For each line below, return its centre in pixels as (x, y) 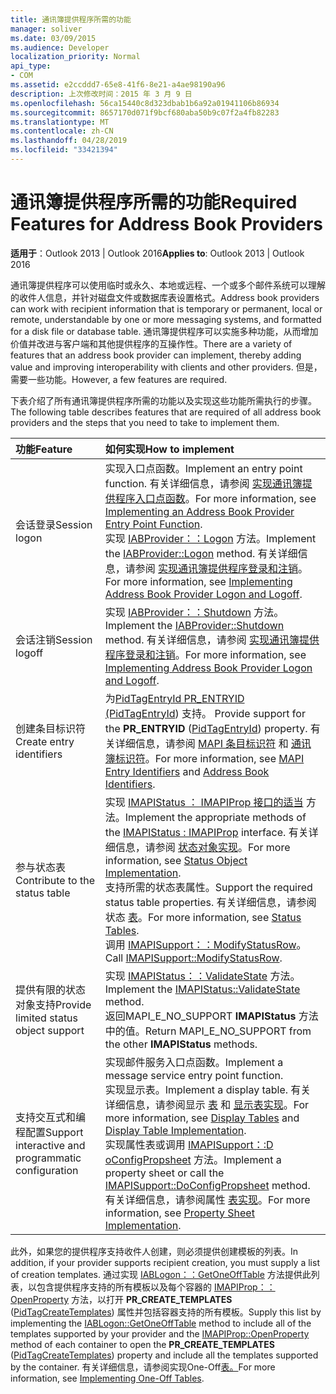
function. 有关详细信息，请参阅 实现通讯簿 (203, 483)
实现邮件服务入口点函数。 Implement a (194, 1062)
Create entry (45, 741)
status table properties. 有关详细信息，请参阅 (210, 902)
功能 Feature (44, 449)
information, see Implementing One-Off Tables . (107, 1378)
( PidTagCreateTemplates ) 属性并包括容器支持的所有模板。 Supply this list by (166, 1312)
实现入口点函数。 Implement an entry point (203, 468)
